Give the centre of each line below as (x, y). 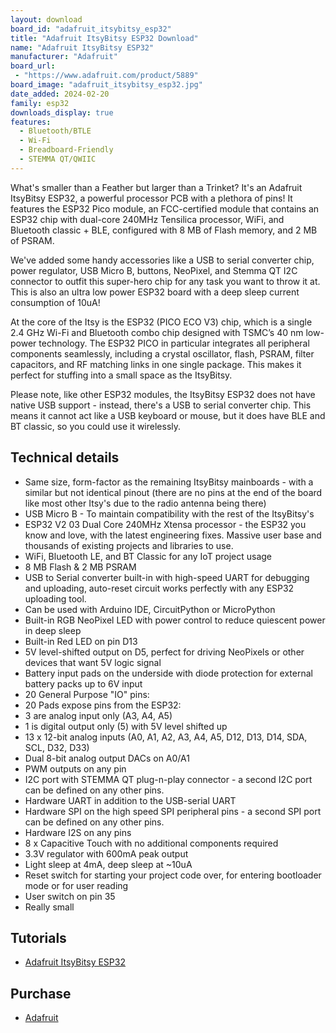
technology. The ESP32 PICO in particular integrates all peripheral (174, 343)
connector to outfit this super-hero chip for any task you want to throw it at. (165, 281)
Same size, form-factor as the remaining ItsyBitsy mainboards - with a (169, 482)
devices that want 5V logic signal (93, 662)
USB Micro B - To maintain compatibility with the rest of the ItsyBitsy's (169, 513)
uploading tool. (55, 598)
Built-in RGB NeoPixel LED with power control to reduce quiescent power (175, 620)
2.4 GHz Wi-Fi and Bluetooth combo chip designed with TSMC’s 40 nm (157, 332)
